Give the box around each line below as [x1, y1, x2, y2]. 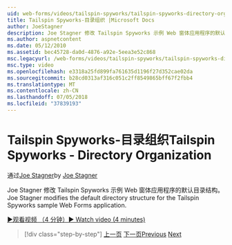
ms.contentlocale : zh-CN [7, 87, 79, 94]
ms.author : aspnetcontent [7, 36, 81, 43]
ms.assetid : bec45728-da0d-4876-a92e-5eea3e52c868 [7, 49, 156, 56]
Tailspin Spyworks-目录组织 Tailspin [7, 132, 215, 148]
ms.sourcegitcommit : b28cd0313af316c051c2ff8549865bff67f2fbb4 [7, 74, 193, 82]
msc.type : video [7, 62, 54, 69]
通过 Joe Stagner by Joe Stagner [7, 171, 98, 179]
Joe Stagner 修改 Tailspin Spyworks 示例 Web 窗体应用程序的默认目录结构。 [7, 185, 224, 194]
